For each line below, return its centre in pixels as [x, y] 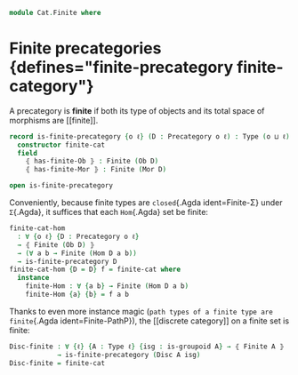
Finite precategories [85, 48]
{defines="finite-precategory [121, 68]
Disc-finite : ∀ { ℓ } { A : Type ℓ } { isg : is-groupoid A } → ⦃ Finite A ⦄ [147, 347]
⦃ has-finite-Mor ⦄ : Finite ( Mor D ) [96, 170]
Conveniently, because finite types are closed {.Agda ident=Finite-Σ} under [146, 203]
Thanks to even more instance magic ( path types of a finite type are [141, 311]
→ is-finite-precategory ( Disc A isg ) [129, 355]
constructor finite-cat [61, 145]
